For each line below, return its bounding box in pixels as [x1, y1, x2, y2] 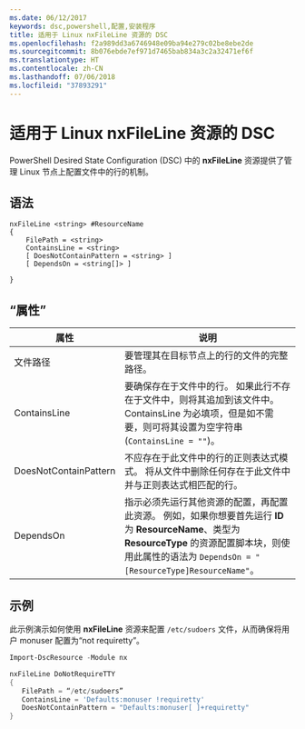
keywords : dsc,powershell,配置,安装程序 [9, 22, 156, 31]
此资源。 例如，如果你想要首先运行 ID [123, 510, 284, 523]
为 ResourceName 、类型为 [123, 524, 241, 536]
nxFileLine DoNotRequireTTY [9, 669, 116, 678]
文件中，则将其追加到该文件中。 [142, 394, 280, 406]
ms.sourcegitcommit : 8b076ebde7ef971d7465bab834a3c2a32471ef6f [9, 47, 254, 56]
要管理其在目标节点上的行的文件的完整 [123, 349, 289, 362]
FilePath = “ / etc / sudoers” [21, 686, 124, 695]
